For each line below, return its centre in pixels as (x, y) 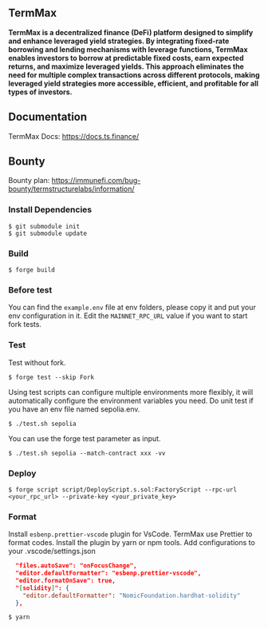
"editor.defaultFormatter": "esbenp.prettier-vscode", (108, 573)
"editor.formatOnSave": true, (65, 580)
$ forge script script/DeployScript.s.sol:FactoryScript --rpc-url (123, 490)
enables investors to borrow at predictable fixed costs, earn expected (126, 58)
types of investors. (41, 92)
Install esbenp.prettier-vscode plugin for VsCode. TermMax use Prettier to (130, 534)
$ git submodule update (48, 233)
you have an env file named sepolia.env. (74, 409)
